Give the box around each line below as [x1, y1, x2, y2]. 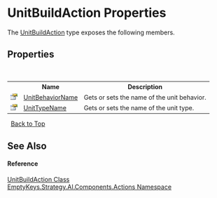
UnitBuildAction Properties [7, 5, 167, 21]
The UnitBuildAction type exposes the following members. [7, 28, 175, 37]
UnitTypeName [23, 103, 66, 112]
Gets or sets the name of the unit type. [83, 103, 195, 112]
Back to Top [10, 119, 45, 128]
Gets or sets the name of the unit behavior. [83, 93, 206, 101]
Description [127, 83, 163, 91]
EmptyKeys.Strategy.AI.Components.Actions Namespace [7, 183, 172, 191]
